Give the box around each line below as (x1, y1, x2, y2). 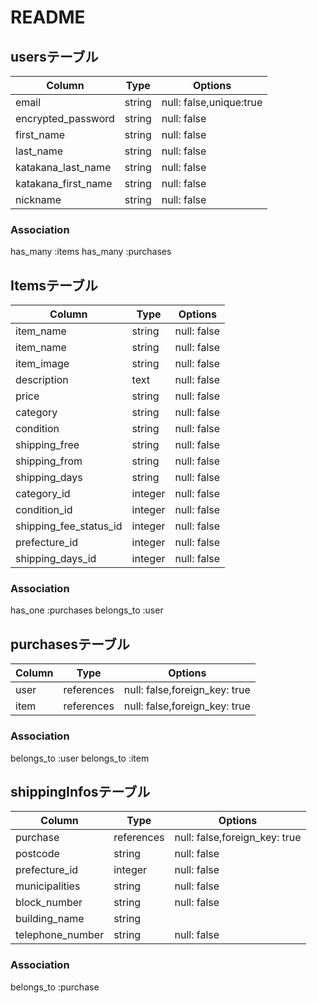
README (10, 6, 86, 29)
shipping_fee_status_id (15, 519, 123, 533)
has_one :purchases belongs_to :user (10, 604, 164, 616)
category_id (15, 487, 71, 501)
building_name (15, 912, 85, 926)
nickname (15, 193, 62, 206)
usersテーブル (10, 48, 99, 65)
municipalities (15, 879, 81, 893)
